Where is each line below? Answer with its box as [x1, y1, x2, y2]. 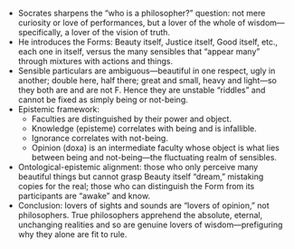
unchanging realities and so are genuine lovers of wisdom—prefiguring [17, 219, 283, 230]
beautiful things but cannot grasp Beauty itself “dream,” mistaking [17, 171, 264, 182]
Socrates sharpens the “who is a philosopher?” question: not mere [17, 8, 266, 18]
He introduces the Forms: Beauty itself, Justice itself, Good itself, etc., [17, 36, 279, 47]
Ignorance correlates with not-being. [31, 133, 169, 143]
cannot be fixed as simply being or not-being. [17, 94, 188, 105]
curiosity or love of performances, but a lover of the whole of [17, 17, 246, 28]
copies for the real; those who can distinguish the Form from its [17, 181, 255, 191]
